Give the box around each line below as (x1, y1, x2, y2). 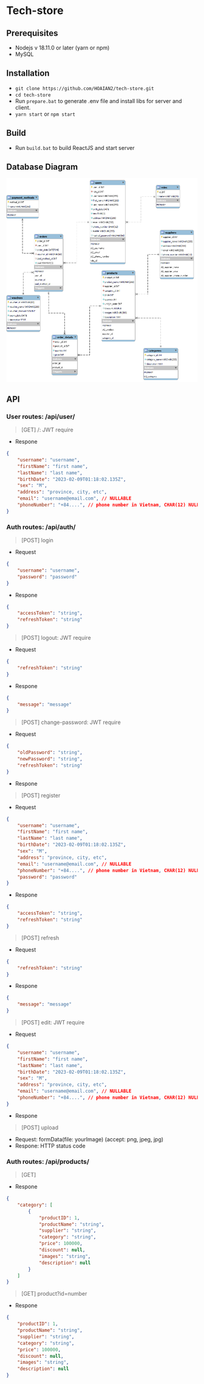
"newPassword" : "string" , (17, 756, 83, 762)
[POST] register (21, 792, 61, 799)
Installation (6, 68, 50, 79)
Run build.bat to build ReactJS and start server (15, 144, 135, 151)
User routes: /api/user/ (6, 412, 75, 421)
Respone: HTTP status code (15, 1142, 86, 1149)
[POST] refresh (21, 934, 59, 942)
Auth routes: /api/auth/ (6, 522, 76, 531)
